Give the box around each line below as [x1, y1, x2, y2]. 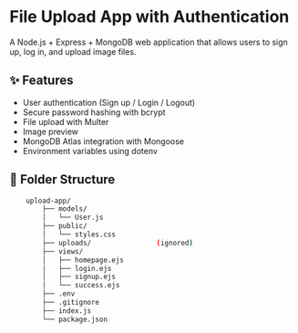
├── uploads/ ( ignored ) [42, 238, 194, 247]
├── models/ [42, 204, 88, 213]
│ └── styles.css [42, 230, 117, 239]
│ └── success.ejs [42, 281, 120, 290]
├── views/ [42, 246, 84, 256]
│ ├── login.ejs [42, 264, 112, 273]
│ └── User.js [42, 213, 104, 223]
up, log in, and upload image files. [9, 46, 137, 57]
